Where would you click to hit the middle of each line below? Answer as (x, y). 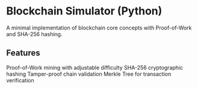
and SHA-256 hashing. (34, 34)
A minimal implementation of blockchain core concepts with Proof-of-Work (99, 28)
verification (20, 80)
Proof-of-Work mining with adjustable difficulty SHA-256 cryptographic (95, 67)
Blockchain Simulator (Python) (84, 11)
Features (23, 53)
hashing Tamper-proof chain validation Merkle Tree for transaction (89, 74)
